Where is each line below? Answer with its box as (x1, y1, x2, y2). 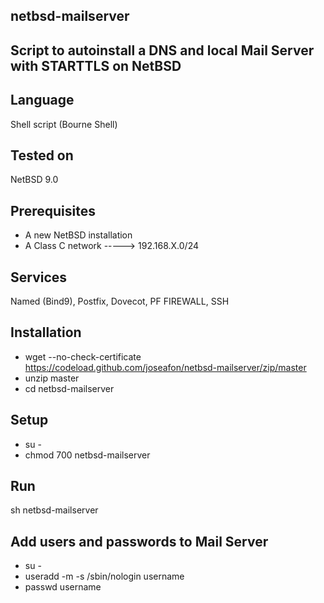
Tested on (10, 147, 74, 164)
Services (10, 269, 68, 286)
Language (10, 92, 75, 109)
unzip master (24, 372, 80, 384)
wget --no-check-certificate (24, 350, 142, 363)
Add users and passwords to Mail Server (10, 533, 269, 550)
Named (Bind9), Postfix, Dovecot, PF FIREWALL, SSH (10, 295, 230, 308)
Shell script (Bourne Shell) (10, 118, 118, 130)
